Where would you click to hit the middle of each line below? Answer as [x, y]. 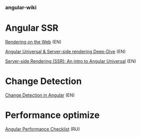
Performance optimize [52, 115]
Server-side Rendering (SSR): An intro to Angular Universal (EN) [71, 61]
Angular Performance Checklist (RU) [43, 129]
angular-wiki [21, 7]
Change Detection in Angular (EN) [40, 95]
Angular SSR [32, 28]
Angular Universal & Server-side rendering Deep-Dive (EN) [66, 51]
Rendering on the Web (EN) [33, 42]
